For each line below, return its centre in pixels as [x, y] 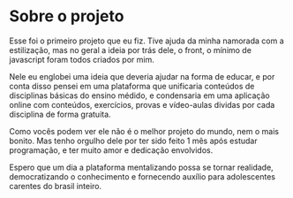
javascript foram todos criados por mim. [82, 59]
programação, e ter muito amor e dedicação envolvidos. [111, 150]
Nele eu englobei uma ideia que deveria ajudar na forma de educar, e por [142, 76]
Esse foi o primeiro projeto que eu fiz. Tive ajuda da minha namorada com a [146, 41]
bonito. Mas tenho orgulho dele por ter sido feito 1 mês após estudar [133, 141]
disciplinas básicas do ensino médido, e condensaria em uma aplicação [140, 95]
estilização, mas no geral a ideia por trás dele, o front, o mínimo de [130, 49]
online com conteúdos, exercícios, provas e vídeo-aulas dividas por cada [142, 104]
